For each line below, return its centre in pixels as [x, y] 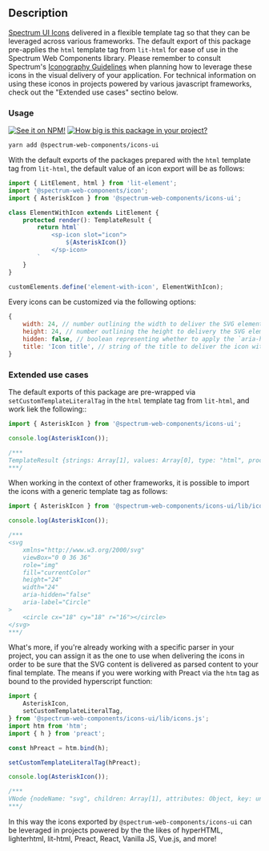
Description [38, 13]
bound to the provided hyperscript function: [80, 682]
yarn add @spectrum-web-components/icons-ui [84, 145]
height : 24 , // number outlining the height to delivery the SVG [134, 332]
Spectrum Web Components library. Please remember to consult [115, 58]
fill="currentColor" [57, 573]
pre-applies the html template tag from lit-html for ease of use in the [123, 49]
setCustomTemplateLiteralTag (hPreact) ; [75, 762]
